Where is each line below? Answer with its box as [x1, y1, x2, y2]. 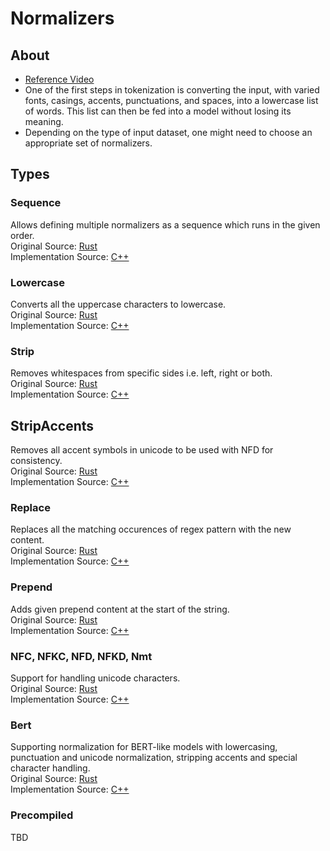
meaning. [24, 116, 64, 127]
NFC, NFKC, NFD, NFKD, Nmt [10, 649, 153, 663]
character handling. [10, 762, 91, 774]
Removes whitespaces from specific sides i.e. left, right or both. [10, 367, 273, 379]
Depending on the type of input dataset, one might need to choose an [24, 127, 313, 138]
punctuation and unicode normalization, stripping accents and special [10, 752, 298, 764]
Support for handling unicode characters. [10, 672, 181, 684]
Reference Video [24, 73, 95, 85]
